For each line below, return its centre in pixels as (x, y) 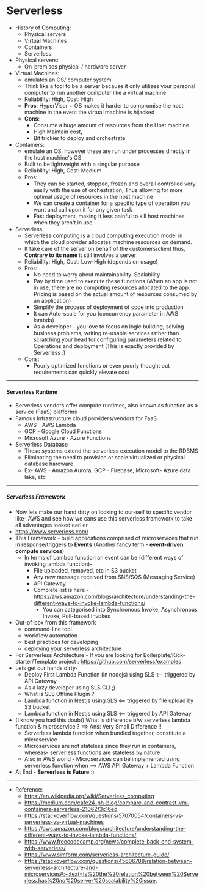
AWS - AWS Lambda (50, 425)
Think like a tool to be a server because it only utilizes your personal (110, 86)
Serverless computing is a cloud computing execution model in (103, 235)
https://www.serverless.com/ (52, 532)
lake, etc (35, 477)
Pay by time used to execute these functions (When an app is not (115, 281)
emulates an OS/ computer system (68, 80)
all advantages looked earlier (52, 525)
